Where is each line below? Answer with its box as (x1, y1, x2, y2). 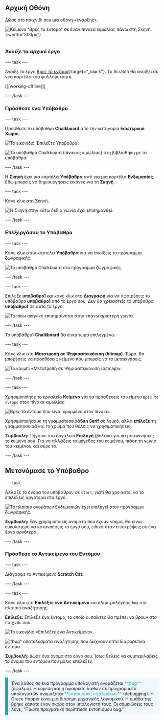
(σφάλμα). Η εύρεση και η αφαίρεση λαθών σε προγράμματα (11, 685, 137, 691)
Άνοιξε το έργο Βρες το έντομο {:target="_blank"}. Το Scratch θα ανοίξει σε (5, 68, 158, 75)
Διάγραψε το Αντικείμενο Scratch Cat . (5, 571, 84, 577)
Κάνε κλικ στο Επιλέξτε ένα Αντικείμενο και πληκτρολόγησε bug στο (5, 599, 147, 606)
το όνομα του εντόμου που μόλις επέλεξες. (5, 658, 94, 664)
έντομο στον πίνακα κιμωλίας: (5, 399, 66, 405)
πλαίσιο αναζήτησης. (5, 605, 49, 610)
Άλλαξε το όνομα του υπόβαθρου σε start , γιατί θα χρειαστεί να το (5, 489, 144, 495)
